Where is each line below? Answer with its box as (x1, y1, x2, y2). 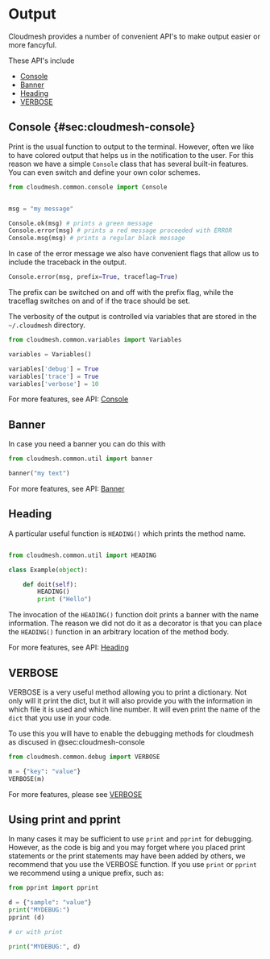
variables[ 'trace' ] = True (8, 372, 99, 380)
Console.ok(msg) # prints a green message (8, 219, 153, 227)
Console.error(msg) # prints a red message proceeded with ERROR (8, 226, 232, 235)
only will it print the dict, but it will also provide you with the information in (8, 695, 252, 705)
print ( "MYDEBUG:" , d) (8, 942, 81, 951)
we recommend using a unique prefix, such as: (8, 868, 164, 878)
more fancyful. (8, 39, 57, 49)
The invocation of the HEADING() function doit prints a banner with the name (8, 610, 260, 620)
